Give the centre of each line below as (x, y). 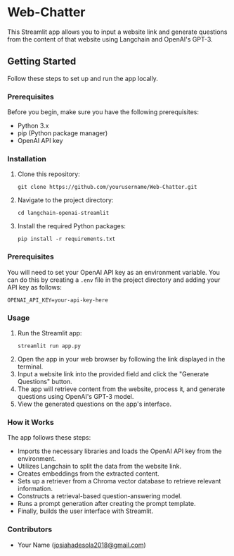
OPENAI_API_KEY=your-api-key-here (58, 300)
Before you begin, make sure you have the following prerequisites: (103, 112)
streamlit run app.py (49, 346)
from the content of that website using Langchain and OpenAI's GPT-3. (110, 39)
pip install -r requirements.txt (66, 239)
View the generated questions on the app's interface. (95, 404)
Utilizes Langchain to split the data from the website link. (99, 467)
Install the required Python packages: (72, 226)
